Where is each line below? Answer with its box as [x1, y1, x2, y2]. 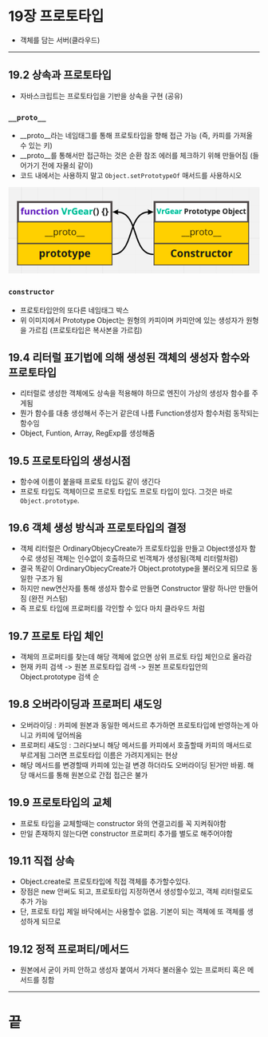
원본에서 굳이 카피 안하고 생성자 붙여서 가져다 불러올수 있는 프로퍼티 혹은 [19, 965, 246, 975]
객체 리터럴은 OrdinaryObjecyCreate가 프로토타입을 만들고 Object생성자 [19, 544, 248, 554]
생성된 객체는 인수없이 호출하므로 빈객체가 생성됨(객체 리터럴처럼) [34, 554, 238, 563]
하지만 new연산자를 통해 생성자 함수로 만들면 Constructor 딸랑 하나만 [19, 584, 237, 594]
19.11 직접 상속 [8, 854, 75, 868]
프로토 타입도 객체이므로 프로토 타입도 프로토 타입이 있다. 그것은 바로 [19, 487, 233, 496]
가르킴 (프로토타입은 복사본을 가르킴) [28, 325, 143, 335]
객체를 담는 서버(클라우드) [19, 35, 100, 45]
